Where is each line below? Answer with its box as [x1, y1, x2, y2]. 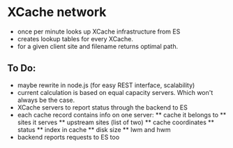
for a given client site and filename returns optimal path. [17, 42, 179, 50]
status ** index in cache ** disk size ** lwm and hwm [17, 125, 171, 133]
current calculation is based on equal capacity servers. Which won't [17, 88, 213, 96]
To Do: [7, 62, 36, 74]
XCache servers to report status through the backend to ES [17, 103, 188, 112]
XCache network [7, 4, 107, 20]
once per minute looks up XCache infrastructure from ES [17, 27, 181, 36]
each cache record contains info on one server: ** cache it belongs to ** [17, 110, 227, 119]
